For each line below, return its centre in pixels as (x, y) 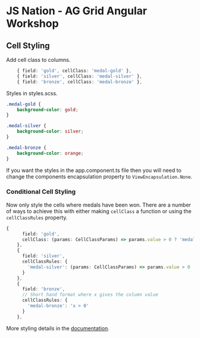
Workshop (32, 24)
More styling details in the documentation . (58, 328)
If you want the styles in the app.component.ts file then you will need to (94, 170)
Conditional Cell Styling (41, 192)
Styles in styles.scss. (32, 93)
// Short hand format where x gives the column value (90, 295)
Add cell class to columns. (38, 60)
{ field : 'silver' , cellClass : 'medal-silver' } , (80, 76)
